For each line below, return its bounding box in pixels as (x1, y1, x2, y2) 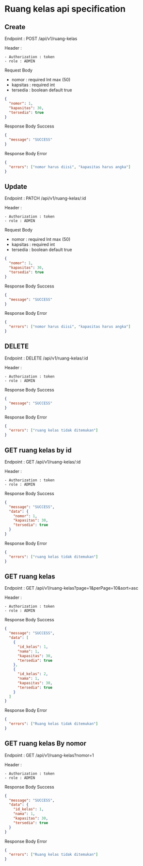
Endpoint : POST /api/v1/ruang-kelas (4, 36, 78, 41)
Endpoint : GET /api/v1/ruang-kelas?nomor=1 (4, 752, 94, 758)
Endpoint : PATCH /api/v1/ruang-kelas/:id (4, 196, 86, 201)
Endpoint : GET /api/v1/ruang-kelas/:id (4, 459, 81, 465)
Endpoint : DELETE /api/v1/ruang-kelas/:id (4, 355, 88, 361)
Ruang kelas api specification (4, 3, 126, 15)
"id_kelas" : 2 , (17, 671, 48, 677)
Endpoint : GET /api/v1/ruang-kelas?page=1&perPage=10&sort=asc (4, 585, 139, 591)
